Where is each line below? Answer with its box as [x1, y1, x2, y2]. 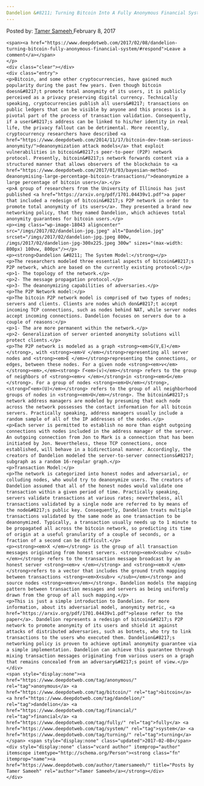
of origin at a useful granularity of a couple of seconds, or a [6, 531, 175, 537]
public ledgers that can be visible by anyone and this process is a [6, 106, 186, 112]
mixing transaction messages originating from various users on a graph [6, 652, 194, 659]
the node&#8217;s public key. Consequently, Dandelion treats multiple [6, 507, 191, 513]
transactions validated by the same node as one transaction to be [6, 513, 181, 519]
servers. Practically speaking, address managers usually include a [6, 410, 183, 416]
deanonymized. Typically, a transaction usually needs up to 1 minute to [6, 519, 197, 525]
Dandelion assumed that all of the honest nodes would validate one [6, 483, 183, 489]
